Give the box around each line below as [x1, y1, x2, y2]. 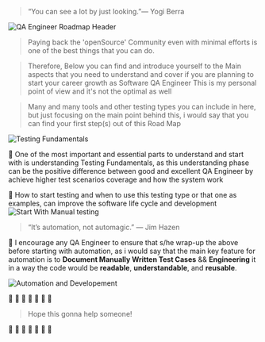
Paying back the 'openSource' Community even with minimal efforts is [27, 37, 258, 47]
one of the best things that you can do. [27, 46, 155, 55]
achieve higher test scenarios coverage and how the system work [8, 175, 224, 184]
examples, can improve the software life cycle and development [8, 198, 217, 208]
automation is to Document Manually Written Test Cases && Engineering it [8, 255, 256, 264]
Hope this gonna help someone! [27, 309, 132, 318]
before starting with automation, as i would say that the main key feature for [8, 246, 256, 256]
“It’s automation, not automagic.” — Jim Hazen [27, 222, 180, 232]
